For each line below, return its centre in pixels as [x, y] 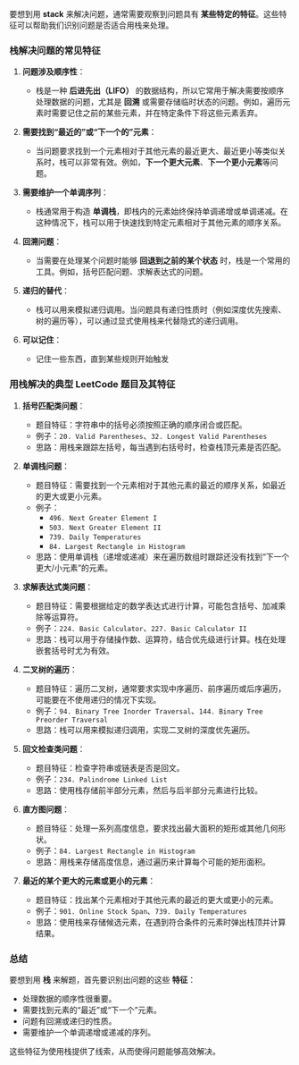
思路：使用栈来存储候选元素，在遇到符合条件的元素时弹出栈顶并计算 [161, 922]
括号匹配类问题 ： [54, 405]
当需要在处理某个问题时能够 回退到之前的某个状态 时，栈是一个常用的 [163, 261]
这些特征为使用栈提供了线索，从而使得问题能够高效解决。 [115, 1051]
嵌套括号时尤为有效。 [75, 650]
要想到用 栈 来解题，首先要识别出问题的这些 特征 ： [103, 979]
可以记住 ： [42, 340]
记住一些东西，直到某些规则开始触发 [102, 359]
